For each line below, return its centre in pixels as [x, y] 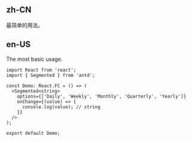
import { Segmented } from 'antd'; [51, 75]
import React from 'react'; [41, 70]
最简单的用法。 [25, 25]
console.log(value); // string [61, 107]
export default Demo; [33, 133]
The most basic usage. [34, 59]
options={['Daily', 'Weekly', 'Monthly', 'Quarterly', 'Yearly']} [102, 96]
